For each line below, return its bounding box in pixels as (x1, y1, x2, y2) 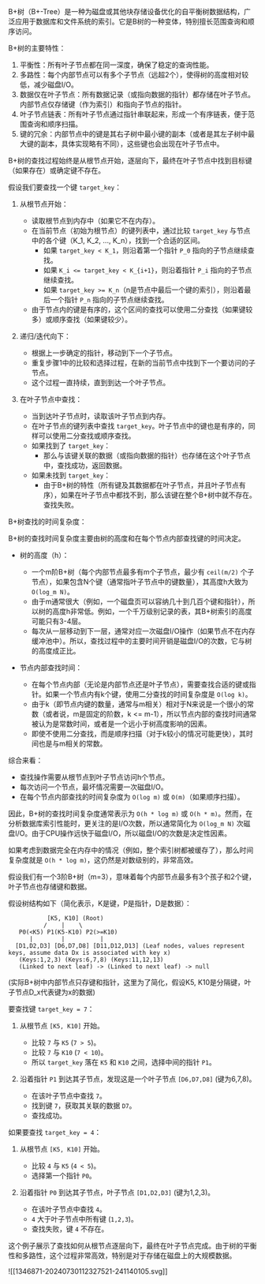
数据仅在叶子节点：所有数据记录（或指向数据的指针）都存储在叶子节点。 (19, 90, 255, 99)
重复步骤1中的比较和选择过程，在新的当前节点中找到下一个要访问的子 (31, 358, 256, 367)
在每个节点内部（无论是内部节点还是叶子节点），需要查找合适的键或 (31, 679, 250, 689)
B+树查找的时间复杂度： (8, 517, 87, 526)
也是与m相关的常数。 (38, 739, 107, 748)
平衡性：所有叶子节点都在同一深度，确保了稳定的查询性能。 (19, 60, 214, 69)
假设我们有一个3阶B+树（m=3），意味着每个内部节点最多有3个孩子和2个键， (8, 872, 256, 882)
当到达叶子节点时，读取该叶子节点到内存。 (31, 411, 170, 421)
